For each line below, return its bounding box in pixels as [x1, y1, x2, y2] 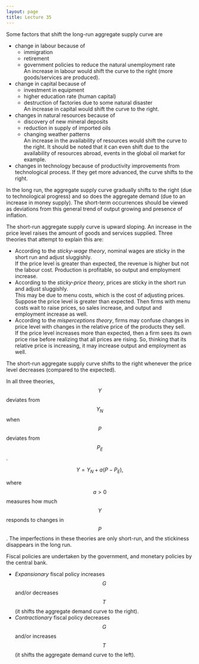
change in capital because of [14, 80, 86, 87]
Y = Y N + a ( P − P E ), [76, 466, 124, 474]
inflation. [6, 212, 28, 219]
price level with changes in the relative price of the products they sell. [14, 323, 185, 330]
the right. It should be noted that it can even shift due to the [23, 143, 169, 150]
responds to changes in [6, 516, 64, 523]
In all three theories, [6, 377, 55, 385]
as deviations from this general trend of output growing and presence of [6, 205, 183, 212]
